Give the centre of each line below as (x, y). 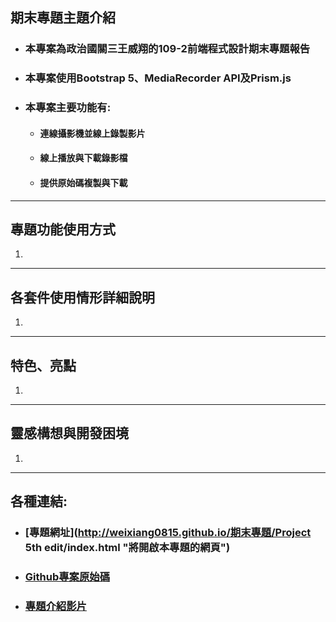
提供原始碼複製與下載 (83, 182)
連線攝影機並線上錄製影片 (92, 133)
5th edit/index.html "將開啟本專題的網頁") (127, 548)
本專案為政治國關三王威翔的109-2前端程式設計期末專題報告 (167, 49)
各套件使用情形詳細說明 (82, 297)
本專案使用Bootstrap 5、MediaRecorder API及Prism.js (158, 78)
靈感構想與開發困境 (69, 433)
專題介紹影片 (55, 606)
